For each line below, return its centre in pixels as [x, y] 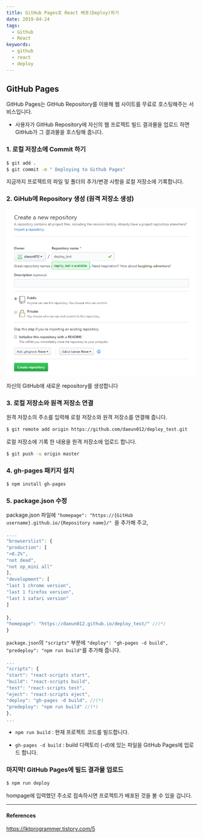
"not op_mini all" [29, 567]
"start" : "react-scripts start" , [48, 675]
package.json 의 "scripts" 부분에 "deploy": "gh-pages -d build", [87, 643]
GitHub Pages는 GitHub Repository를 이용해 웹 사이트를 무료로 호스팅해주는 [97, 104]
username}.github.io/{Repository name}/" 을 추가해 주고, [77, 523]
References [21, 815]
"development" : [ [28, 579]
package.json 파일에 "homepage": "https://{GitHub [70, 515]
